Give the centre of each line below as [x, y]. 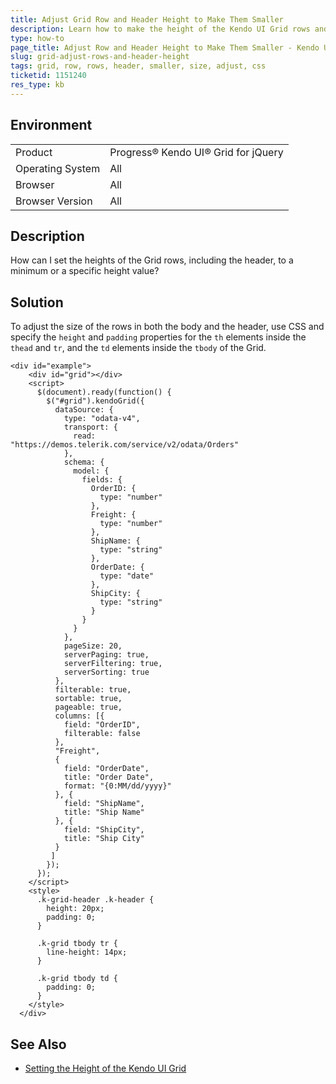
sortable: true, [88, 699]
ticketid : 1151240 [48, 76]
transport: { [90, 427]
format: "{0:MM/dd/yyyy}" [117, 786]
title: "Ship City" [104, 839]
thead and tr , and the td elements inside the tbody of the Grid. [138, 348]
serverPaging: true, [106, 655]
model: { [91, 471]
